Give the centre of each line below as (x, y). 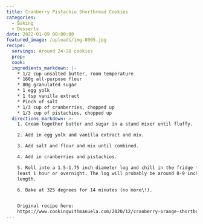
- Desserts (25, 29)
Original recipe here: (46, 206)
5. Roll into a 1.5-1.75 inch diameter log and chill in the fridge (105, 168)
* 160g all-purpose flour (50, 79)
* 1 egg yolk (34, 91)
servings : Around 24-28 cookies (53, 51)
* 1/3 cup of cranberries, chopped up (66, 107)
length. (27, 179)
